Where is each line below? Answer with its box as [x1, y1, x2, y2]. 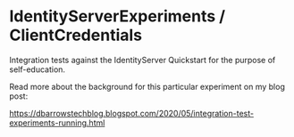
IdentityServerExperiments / [9, 6, 226, 27]
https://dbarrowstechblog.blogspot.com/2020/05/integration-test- [9, 108, 255, 118]
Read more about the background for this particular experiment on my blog [9, 81, 286, 92]
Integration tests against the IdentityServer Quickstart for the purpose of [9, 54, 276, 65]
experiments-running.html [9, 117, 105, 128]
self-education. [9, 64, 65, 75]
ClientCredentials [9, 25, 143, 45]
